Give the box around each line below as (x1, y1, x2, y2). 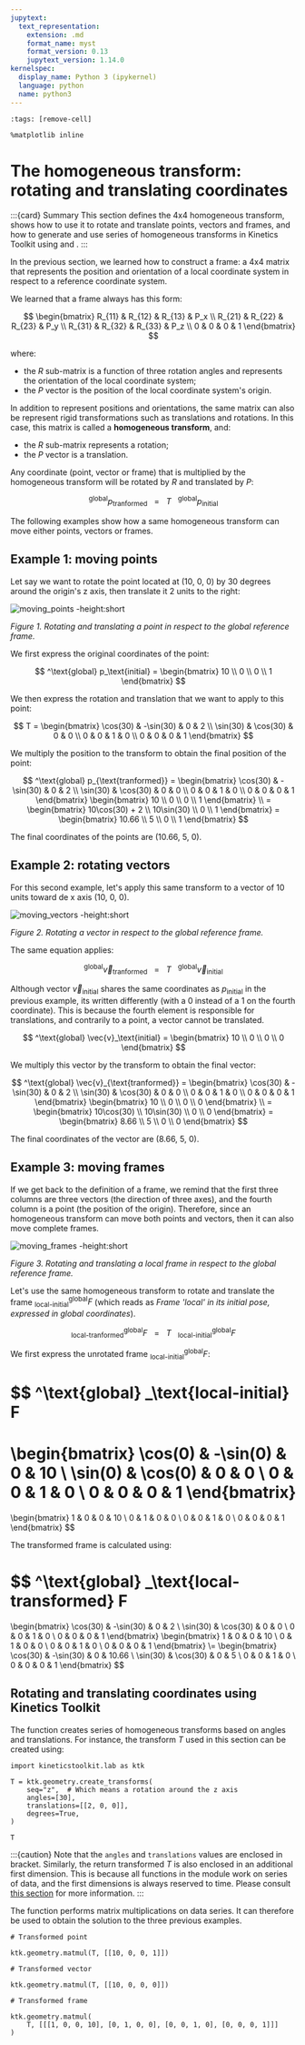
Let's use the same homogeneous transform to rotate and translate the (10, 1285, 275, 1296)
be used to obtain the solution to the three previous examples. (10, 1915, 242, 1926)
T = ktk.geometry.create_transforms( (10, 1777, 153, 1787)
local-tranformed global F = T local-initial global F (71, 1326, 236, 1341)
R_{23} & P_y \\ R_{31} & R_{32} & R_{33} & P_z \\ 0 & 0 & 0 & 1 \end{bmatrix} (11, 320, 296, 332)
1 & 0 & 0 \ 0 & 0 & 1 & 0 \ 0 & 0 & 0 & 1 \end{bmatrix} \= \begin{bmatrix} (10, 1640, 278, 1651)
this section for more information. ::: (10, 1888, 144, 1898)
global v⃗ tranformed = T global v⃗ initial (84, 962, 223, 977)
